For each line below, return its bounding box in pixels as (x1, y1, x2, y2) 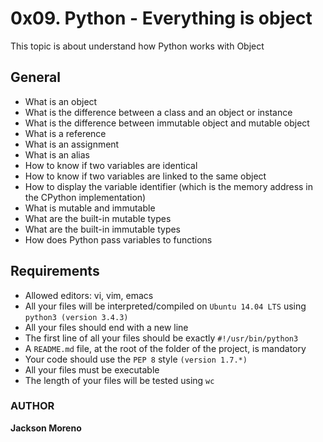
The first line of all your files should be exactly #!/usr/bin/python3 (24, 332, 299, 344)
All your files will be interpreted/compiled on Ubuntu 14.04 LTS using (24, 300, 307, 312)
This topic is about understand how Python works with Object (10, 40, 265, 52)
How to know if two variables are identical (24, 159, 198, 171)
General (10, 69, 62, 86)
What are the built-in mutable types (24, 212, 172, 224)
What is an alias (24, 148, 90, 161)
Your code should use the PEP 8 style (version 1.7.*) (24, 353, 248, 365)
